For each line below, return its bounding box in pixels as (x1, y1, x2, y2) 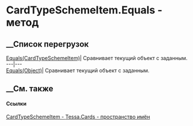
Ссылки (6, 100, 27, 107)
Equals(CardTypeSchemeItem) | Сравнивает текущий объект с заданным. (6, 55, 188, 61)
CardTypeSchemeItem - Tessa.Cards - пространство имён (6, 113, 151, 120)
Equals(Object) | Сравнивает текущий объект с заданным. (6, 67, 150, 73)
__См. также (6, 84, 54, 94)
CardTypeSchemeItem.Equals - (6, 3, 162, 17)
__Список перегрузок (6, 39, 89, 49)
